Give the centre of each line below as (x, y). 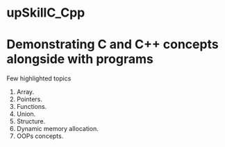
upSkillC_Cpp (46, 13)
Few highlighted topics (39, 78)
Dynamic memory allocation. (57, 129)
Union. (26, 114)
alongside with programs (80, 59)
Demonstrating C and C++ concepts (113, 45)
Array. (25, 92)
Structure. (31, 121)
